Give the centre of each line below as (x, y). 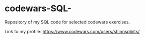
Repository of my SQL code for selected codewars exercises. (67, 22)
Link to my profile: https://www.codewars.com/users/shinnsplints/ (72, 31)
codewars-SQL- (38, 9)
